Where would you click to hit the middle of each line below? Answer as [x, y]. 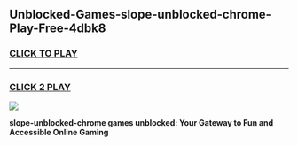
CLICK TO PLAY [43, 54]
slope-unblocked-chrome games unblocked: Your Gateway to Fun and [141, 122]
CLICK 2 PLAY [40, 87]
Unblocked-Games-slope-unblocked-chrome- [141, 15]
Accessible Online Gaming [59, 132]
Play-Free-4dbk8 [58, 29]
